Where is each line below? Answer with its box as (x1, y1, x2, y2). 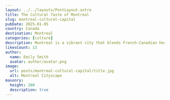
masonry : (5, 78, 24, 83)
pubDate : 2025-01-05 (5, 21, 49, 27)
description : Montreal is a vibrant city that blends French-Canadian (5, 40, 157, 45)
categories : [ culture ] (5, 36, 53, 41)
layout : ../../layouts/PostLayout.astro (5, 7, 92, 13)
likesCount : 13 (5, 45, 37, 50)
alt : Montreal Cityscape (10, 73, 62, 78)
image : (5, 64, 19, 69)
